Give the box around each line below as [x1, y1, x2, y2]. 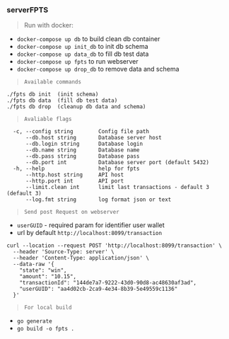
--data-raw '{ [13, 260, 54, 268]
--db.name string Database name [25, 146, 140, 154]
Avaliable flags [23, 115, 72, 123]
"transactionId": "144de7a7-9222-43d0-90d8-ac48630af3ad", [19, 280, 197, 287]
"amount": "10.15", [19, 273, 77, 280]
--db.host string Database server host [25, 134, 162, 142]
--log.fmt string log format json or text [25, 196, 172, 203]
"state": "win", [19, 267, 68, 274]
